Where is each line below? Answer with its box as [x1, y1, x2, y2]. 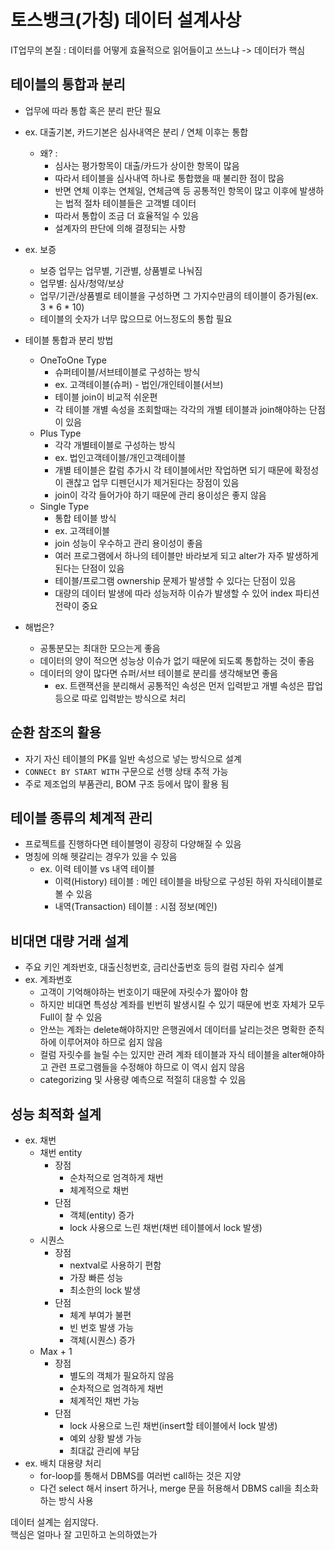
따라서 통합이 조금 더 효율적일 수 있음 [54, 209, 200, 221]
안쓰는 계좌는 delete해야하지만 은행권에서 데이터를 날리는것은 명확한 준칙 [39, 1024, 325, 1036]
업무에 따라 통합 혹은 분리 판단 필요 [24, 104, 162, 116]
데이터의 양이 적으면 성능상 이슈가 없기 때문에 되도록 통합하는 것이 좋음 [39, 654, 315, 666]
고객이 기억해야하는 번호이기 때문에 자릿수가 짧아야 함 [39, 986, 249, 998]
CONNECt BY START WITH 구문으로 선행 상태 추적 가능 [24, 765, 229, 777]
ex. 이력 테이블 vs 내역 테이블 [39, 863, 155, 875]
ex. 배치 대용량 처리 [24, 1457, 102, 1469]
